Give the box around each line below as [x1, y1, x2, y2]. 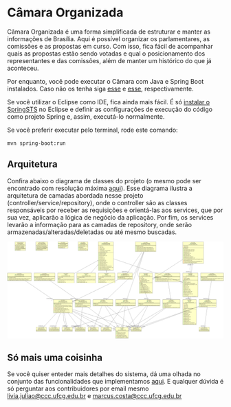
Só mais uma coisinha [7, 352, 103, 364]
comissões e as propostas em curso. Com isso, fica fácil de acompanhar [7, 42, 213, 50]
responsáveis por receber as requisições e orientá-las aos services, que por [7, 206, 223, 214]
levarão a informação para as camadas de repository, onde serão [7, 220, 192, 229]
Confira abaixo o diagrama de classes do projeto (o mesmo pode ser [7, 176, 201, 185]
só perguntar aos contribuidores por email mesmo [7, 384, 149, 393]
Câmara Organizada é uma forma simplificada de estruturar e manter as [7, 27, 211, 36]
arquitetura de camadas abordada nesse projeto [7, 191, 144, 200]
